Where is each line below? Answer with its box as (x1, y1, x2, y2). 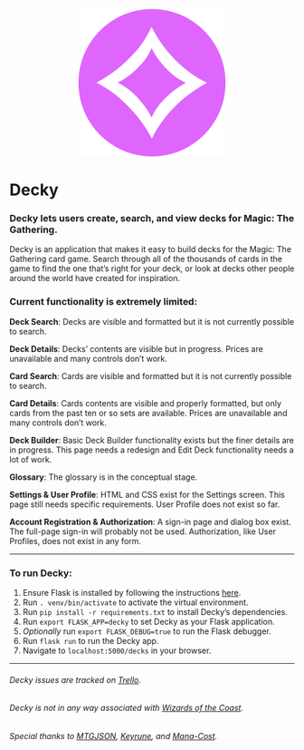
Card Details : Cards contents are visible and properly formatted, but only (9, 397, 282, 408)
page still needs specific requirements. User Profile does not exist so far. (9, 499, 280, 510)
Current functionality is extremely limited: (9, 296, 197, 308)
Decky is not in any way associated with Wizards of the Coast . (9, 703, 244, 714)
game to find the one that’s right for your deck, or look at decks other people (9, 263, 295, 274)
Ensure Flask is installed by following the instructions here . (22, 588, 242, 599)
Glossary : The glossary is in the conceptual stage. (9, 472, 198, 482)
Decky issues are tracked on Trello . (9, 674, 142, 685)
